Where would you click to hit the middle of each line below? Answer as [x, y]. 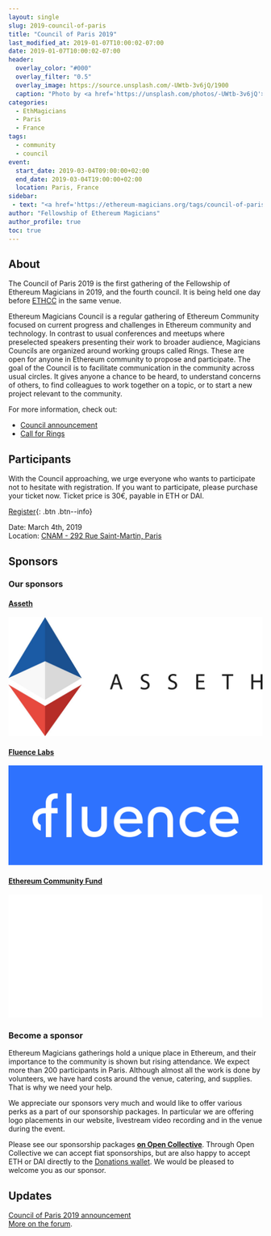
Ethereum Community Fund [56, 881]
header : [21, 60]
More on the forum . [40, 1223]
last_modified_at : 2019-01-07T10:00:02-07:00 [86, 43]
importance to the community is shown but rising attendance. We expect [129, 1062]
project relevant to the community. [65, 394]
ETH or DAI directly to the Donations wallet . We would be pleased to [121, 1162]
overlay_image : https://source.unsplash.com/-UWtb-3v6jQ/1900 [122, 85]
